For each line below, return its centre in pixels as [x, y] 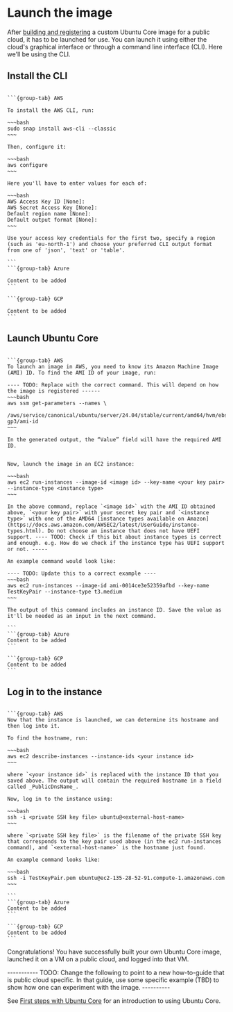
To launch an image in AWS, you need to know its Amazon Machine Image [113, 366]
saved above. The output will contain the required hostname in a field [114, 781]
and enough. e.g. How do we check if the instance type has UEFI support [116, 543]
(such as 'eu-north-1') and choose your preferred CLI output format [110, 244]
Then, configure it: [37, 147]
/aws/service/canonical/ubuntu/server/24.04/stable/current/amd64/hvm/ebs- [119, 415]
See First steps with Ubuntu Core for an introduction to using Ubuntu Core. [114, 1001]
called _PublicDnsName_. [43, 787]
